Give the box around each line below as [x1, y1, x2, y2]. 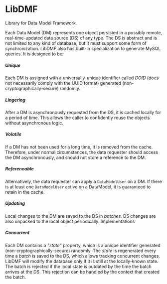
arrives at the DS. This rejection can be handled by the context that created [5, 269, 160, 275]
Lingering [5, 97, 26, 103]
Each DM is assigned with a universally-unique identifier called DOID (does [5, 75, 159, 81]
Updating [5, 200, 25, 206]
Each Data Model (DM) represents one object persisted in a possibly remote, [5, 29, 163, 35]
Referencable [5, 166, 34, 172]
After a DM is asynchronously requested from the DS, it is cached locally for [5, 109, 162, 115]
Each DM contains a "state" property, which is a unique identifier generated [5, 242, 161, 248]
